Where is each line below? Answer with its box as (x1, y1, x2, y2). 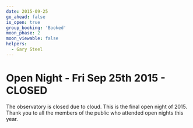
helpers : (6, 41, 27, 47)
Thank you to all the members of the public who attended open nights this (6, 109, 184, 116)
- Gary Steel (11, 47, 43, 52)
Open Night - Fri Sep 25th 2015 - (6, 71, 166, 84)
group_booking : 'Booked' (6, 24, 66, 31)
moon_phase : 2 (6, 30, 41, 36)
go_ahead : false (6, 14, 45, 20)
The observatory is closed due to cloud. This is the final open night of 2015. (6, 103, 188, 110)
